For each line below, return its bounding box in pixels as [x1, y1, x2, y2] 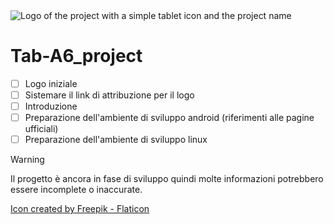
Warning [10, 154, 45, 166]
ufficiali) [24, 123, 59, 135]
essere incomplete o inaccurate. [10, 184, 143, 196]
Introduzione [24, 100, 78, 113]
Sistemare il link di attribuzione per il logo [24, 89, 195, 101]
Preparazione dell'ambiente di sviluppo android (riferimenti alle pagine [24, 112, 315, 124]
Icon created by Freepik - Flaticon [10, 203, 150, 215]
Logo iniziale [24, 77, 78, 89]
